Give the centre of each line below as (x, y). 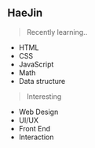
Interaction (36, 137)
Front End (35, 128)
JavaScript (36, 64)
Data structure (42, 81)
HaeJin (25, 13)
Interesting (44, 96)
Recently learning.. (57, 32)
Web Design (38, 112)
